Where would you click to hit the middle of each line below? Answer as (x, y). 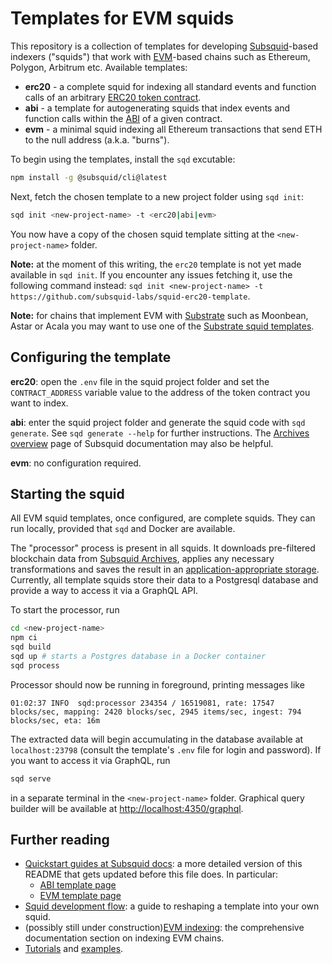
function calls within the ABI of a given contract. (123, 118)
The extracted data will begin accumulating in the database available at (157, 739)
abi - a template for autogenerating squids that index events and (157, 108)
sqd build (31, 647)
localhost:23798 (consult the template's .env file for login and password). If (166, 749)
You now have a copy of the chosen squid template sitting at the (142, 234)
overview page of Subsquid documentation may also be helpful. (142, 443)
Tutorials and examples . (74, 949)
